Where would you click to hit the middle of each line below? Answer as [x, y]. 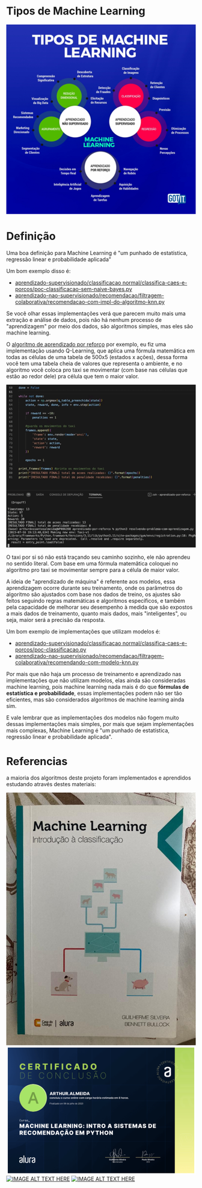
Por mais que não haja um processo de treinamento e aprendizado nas [94, 674]
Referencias [37, 761]
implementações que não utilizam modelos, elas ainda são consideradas [96, 680]
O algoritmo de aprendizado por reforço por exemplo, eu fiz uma [86, 344]
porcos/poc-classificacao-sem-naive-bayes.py [73, 289]
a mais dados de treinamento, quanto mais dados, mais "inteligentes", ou [96, 614]
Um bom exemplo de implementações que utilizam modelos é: [83, 632]
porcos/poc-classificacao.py [50, 650]
